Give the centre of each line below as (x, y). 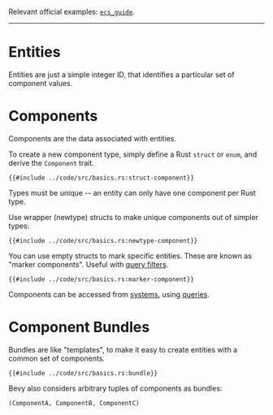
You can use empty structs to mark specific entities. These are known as (130, 256)
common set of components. (57, 358)
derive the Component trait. (52, 162)
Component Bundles (79, 327)
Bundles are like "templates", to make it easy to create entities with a (123, 349)
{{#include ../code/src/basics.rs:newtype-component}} (103, 240)
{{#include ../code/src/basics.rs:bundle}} (83, 373)
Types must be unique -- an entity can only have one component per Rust (132, 192)
